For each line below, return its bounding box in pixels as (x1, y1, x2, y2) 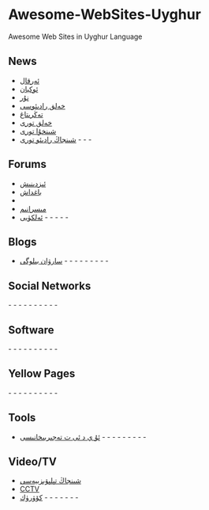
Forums (8, 158, 47, 171)
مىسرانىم (19, 204, 47, 213)
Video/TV (8, 455, 57, 469)
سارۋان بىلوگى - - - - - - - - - (19, 256, 109, 266)
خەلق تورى (19, 117, 53, 127)
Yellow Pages (8, 367, 76, 381)
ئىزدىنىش (19, 178, 47, 188)
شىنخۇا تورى (19, 126, 57, 135)
